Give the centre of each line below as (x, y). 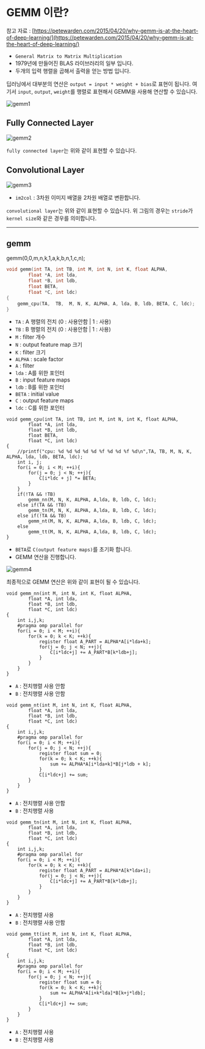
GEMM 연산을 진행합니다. (45, 557)
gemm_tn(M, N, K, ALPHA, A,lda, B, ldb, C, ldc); (92, 511)
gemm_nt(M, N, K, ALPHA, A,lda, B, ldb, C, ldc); (92, 521)
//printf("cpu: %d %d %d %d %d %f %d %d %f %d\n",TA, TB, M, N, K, (105, 452)
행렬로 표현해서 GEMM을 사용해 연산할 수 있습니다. (137, 91)
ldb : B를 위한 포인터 (40, 387)
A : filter (25, 366)
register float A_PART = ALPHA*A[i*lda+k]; (95, 642)
